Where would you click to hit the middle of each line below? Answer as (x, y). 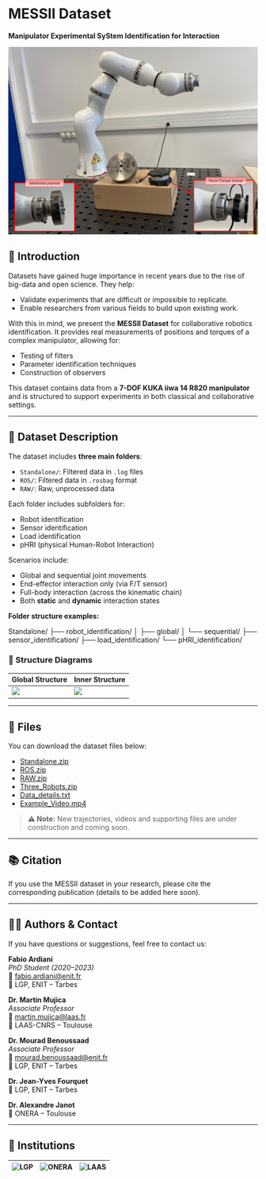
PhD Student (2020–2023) (51, 967)
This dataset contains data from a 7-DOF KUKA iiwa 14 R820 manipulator (129, 388)
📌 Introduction (44, 257)
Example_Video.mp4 (53, 803)
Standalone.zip (44, 761)
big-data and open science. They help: (71, 284)
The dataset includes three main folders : (75, 456)
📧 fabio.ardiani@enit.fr (45, 976)
